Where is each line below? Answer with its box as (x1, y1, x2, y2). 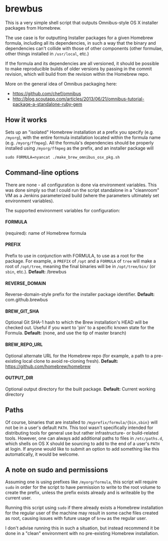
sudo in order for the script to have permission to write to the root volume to (5, 484, 161, 490)
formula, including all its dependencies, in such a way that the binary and (5, 40, 156, 46)
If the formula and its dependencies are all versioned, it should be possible (5, 60, 159, 66)
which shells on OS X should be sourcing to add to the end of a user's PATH (5, 440, 160, 447)
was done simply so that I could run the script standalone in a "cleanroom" (5, 187, 159, 193)
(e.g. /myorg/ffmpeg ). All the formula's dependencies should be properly (5, 140, 154, 146)
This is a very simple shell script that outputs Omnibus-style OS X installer (5, 20, 158, 26)
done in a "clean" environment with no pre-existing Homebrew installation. (5, 530, 159, 536)
